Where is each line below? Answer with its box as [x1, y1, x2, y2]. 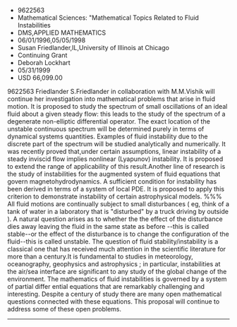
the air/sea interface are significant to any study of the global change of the [7, 268, 227, 275]
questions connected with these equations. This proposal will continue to [7, 297, 220, 306]
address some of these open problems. [7, 305, 122, 313]
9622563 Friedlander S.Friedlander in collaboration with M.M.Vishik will [7, 88, 215, 95]
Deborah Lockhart [17, 59, 71, 66]
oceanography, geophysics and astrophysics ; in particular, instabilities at [7, 260, 221, 268]
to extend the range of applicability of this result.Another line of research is [7, 162, 226, 170]
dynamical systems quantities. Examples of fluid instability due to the [7, 132, 208, 141]
